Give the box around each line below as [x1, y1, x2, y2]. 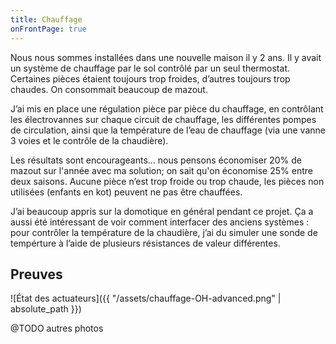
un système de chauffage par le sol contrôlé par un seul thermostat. [10, 62, 290, 74]
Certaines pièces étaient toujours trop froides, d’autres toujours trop [10, 72, 291, 85]
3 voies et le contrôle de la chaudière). [10, 134, 169, 146]
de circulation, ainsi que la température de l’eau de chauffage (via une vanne [10, 124, 326, 136]
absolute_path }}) [10, 303, 82, 315]
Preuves [10, 266, 63, 283]
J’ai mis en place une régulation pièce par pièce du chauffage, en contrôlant [10, 102, 324, 115]
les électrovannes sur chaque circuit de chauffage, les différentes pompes [10, 113, 317, 125]
